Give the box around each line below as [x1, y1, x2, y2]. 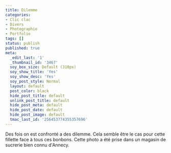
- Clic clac [5, 17, 31, 22]
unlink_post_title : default [10, 98, 70, 103]
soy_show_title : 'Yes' [10, 70, 58, 75]
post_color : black [10, 88, 50, 94]
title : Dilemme [5, 7, 38, 13]
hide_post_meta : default [10, 103, 63, 108]
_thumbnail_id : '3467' [10, 60, 58, 65]
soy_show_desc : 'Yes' [10, 74, 56, 79]
